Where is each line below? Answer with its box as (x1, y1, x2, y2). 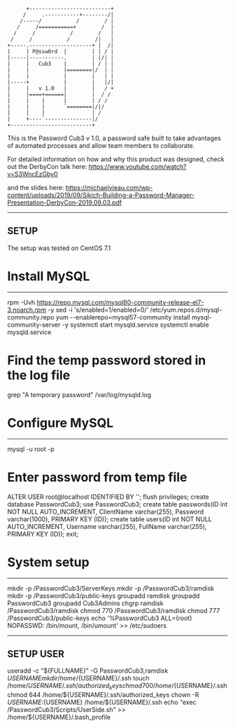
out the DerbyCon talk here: (7, 163, 87, 170)
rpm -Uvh (7, 298, 36, 306)
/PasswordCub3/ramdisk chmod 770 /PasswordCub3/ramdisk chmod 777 (7, 606, 220, 614)
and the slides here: (7, 184, 64, 191)
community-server (7, 320, 61, 329)
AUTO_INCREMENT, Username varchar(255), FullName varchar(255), (7, 522, 208, 530)
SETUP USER (7, 647, 65, 660)
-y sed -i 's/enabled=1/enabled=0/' (48, 305, 149, 314)
